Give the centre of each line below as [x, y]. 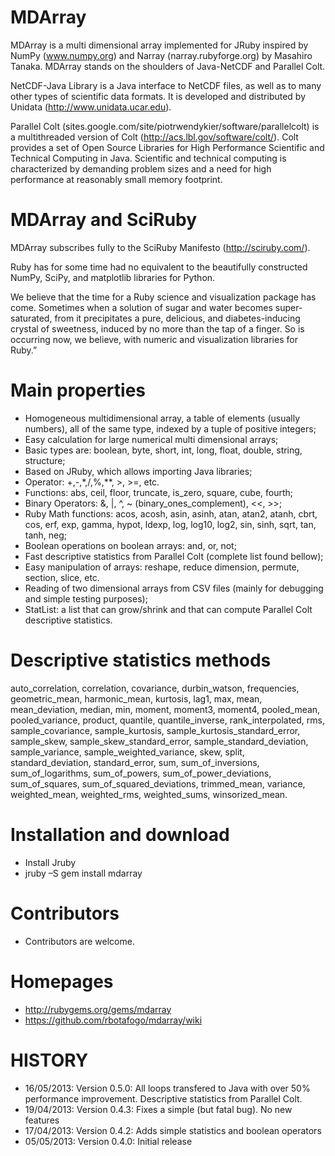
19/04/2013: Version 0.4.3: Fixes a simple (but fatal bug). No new [158, 1109]
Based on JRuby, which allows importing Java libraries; [138, 471]
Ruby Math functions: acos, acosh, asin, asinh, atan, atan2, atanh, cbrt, [171, 513]
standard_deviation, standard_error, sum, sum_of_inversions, [135, 762]
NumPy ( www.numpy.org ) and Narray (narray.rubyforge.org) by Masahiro [161, 55]
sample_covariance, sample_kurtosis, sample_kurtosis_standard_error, [155, 730]
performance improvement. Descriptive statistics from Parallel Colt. [163, 1098]
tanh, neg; [46, 535]
